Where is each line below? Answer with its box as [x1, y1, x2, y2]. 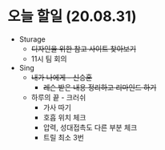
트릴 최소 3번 [42, 132, 85, 142]
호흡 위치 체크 [42, 112, 87, 122]
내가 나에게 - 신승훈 [30, 72, 93, 82]
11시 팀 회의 [30, 54, 67, 63]
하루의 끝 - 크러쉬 [30, 92, 87, 102]
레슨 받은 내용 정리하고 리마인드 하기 [42, 82, 157, 92]
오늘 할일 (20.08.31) [7, 7, 137, 26]
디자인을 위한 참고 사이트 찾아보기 [30, 43, 137, 53]
